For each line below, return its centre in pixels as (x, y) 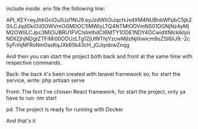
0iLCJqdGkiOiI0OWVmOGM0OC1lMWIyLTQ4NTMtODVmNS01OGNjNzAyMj (98, 26)
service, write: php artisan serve (46, 80)
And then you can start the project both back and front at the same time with (100, 56)
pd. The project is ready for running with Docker (65, 109)
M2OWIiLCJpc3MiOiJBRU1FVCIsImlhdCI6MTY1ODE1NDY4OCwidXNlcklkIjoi (98, 32)
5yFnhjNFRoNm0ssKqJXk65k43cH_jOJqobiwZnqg (68, 45)
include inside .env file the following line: (56, 9)
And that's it (21, 121)
